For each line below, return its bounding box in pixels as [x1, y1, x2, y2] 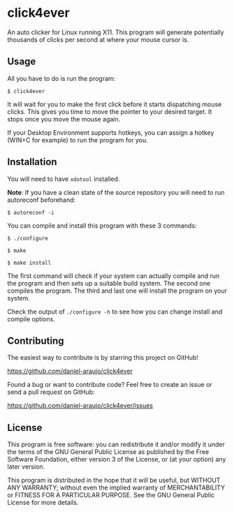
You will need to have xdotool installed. [7, 175, 120, 183]
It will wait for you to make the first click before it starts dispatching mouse [7, 100, 222, 108]
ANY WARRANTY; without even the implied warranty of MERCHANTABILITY [7, 483, 226, 492]
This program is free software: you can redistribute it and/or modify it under [7, 440, 225, 448]
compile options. [7, 314, 56, 323]
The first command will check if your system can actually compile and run [7, 271, 220, 280]
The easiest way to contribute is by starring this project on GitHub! [7, 353, 199, 362]
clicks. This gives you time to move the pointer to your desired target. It [7, 107, 212, 116]
